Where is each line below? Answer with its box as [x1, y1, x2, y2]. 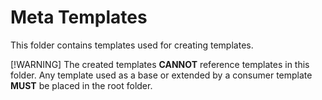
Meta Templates [10, 6, 148, 29]
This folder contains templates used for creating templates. [10, 39, 254, 51]
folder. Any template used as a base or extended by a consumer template [10, 69, 313, 81]
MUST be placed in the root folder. [10, 79, 153, 91]
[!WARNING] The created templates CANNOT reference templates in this [10, 58, 310, 70]
